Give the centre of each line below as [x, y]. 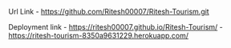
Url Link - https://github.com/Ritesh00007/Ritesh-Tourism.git [109, 12]
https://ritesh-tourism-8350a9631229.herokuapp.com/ [99, 36]
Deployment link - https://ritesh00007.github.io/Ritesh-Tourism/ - [115, 27]
